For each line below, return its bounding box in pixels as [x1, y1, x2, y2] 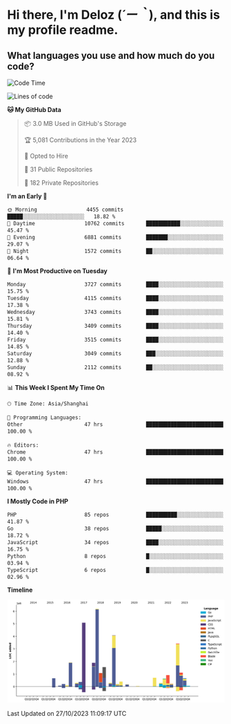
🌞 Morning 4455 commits [7, 206, 124, 213]
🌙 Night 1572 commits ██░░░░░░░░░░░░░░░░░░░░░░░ [7, 248, 224, 254]
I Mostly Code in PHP [7, 497, 69, 505]
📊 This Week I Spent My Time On [7, 384, 105, 391]
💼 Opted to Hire [23, 152, 69, 160]
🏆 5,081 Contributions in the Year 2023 [23, 136, 137, 144]
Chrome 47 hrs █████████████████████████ [7, 449, 224, 456]
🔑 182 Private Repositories [23, 178, 99, 187]
